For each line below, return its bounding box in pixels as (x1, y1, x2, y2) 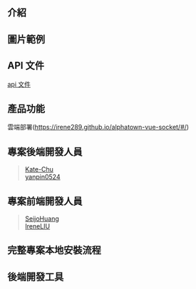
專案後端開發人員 (7, 145, 83, 158)
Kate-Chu (24, 165, 53, 174)
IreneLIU (24, 222, 51, 231)
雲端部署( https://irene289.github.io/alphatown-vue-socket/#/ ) (7, 123, 190, 132)
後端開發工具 (7, 270, 64, 283)
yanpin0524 (24, 173, 61, 182)
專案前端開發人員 (7, 195, 83, 207)
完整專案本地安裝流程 (7, 244, 101, 256)
